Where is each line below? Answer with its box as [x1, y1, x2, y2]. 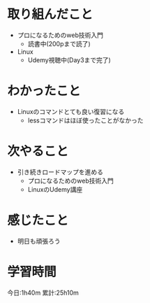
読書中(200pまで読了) [27, 39, 91, 48]
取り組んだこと [7, 6, 93, 22]
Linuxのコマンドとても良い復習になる [17, 107, 125, 115]
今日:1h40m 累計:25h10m [7, 288, 79, 297]
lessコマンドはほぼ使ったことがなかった [27, 116, 144, 125]
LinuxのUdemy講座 [27, 185, 83, 193]
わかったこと [7, 83, 82, 99]
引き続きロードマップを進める [17, 167, 103, 176]
